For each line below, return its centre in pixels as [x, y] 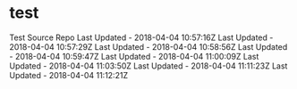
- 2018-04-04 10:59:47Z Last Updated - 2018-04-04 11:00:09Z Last [134, 56]
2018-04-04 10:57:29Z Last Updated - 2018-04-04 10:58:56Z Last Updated [148, 46]
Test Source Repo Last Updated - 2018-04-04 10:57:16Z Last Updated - [141, 37]
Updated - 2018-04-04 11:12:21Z [68, 75]
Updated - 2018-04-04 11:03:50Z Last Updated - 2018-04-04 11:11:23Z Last [148, 66]
